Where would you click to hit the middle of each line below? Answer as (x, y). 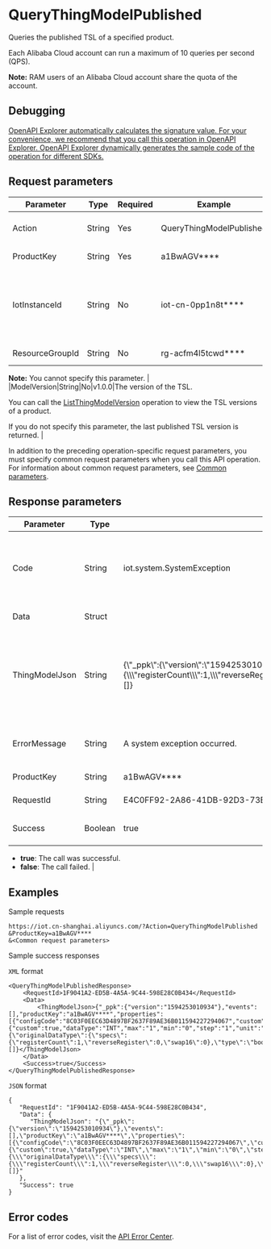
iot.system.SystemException (177, 568)
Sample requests (36, 912)
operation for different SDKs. (56, 156)
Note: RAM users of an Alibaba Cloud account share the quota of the (123, 77)
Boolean (100, 829)
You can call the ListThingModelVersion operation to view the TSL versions (133, 402)
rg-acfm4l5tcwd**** (203, 353)
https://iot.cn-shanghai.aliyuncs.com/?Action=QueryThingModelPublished (133, 927)
